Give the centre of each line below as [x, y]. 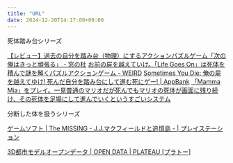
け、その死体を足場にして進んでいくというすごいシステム [89, 98]
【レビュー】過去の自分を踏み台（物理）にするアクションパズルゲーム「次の [117, 55]
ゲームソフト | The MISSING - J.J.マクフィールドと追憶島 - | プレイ [103, 128]
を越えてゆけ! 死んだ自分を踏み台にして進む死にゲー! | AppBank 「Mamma [114, 81]
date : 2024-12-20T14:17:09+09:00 [56, 20]
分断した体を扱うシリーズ [44, 113]
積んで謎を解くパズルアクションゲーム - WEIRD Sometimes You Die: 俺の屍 [114, 73]
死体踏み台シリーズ [35, 41]
